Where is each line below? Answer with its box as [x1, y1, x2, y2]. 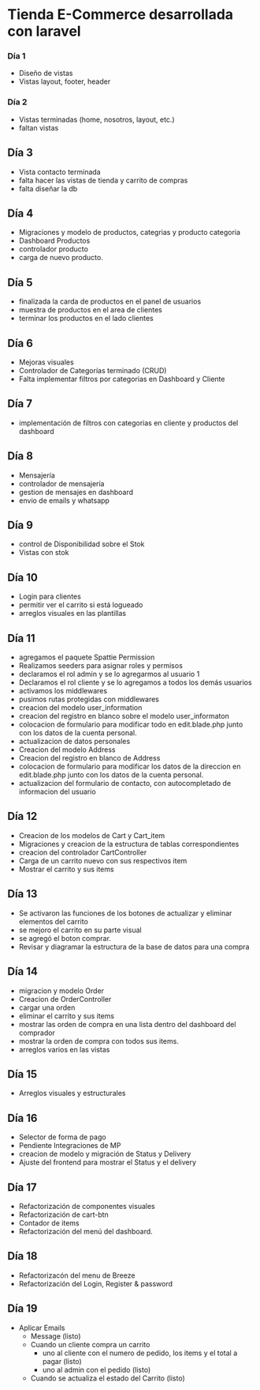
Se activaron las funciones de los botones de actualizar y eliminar [18, 908, 232, 918]
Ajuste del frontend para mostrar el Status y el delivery [18, 1158, 197, 1167]
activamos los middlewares [18, 686, 108, 696]
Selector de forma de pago [18, 1132, 107, 1142]
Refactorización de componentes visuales [18, 1201, 155, 1211]
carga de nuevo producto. [18, 253, 103, 263]
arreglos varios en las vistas [18, 1044, 110, 1054]
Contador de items [18, 1218, 80, 1227]
